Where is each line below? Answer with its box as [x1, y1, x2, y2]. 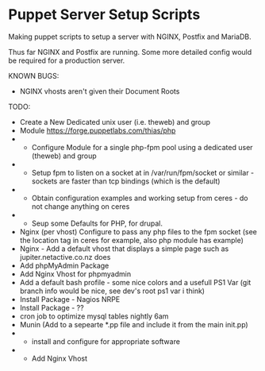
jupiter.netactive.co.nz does [19, 252, 111, 261]
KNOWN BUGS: [8, 71, 60, 80]
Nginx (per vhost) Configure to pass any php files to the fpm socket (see [19, 226, 258, 236]
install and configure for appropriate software [31, 336, 181, 346]
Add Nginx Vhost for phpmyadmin [19, 269, 132, 279]
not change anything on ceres [31, 201, 130, 211]
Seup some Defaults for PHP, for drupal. [31, 218, 163, 228]
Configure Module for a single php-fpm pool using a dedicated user [31, 142, 253, 152]
